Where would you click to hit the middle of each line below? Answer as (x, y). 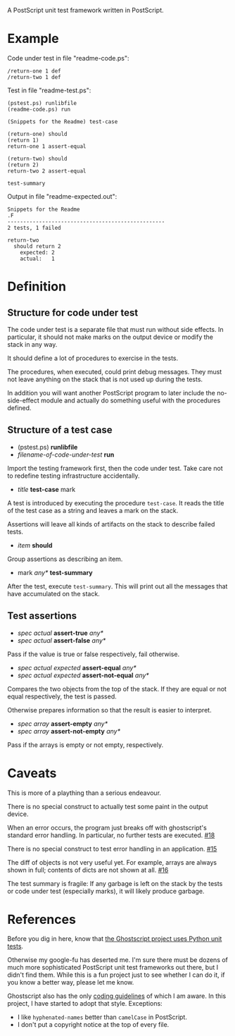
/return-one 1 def (34, 71)
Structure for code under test (73, 313)
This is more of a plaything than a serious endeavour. (84, 793)
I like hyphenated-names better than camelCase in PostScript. (102, 1017)
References (42, 919)
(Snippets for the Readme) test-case (63, 122)
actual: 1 (37, 259)
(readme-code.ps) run (39, 109)
